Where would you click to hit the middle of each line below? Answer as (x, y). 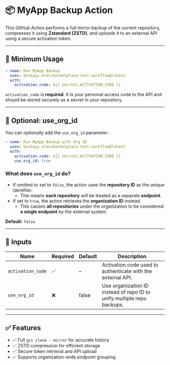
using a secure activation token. (38, 38)
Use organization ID (125, 286)
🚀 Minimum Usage (35, 59)
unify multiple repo (124, 298)
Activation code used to (130, 265)
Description (132, 256)
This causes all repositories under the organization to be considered (92, 206)
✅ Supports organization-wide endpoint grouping (64, 357)
